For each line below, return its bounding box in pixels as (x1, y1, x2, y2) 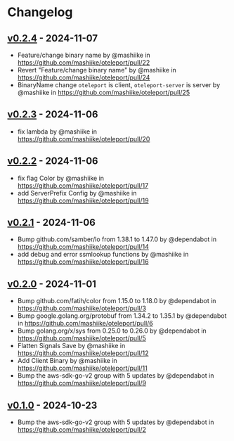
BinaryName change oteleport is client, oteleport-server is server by (17, 81, 221, 89)
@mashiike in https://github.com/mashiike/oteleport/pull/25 (17, 89, 190, 96)
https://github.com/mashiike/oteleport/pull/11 (17, 364, 148, 373)
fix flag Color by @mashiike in (17, 174, 104, 182)
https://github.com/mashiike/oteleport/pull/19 (17, 196, 149, 205)
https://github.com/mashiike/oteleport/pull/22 (17, 58, 150, 67)
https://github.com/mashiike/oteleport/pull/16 (17, 257, 149, 266)
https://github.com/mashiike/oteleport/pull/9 (17, 379, 146, 388)
